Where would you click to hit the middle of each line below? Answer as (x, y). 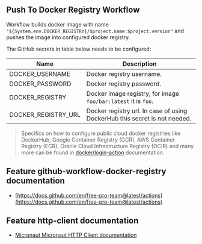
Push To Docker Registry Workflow (73, 10)
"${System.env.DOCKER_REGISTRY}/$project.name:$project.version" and (95, 31)
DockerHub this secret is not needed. (139, 118)
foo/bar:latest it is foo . (120, 101)
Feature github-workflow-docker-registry (86, 171)
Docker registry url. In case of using (137, 111)
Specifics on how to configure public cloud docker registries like (101, 133)
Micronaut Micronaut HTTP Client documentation (76, 235)
